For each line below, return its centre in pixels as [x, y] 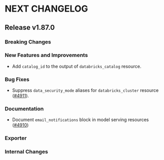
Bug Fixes [17, 79]
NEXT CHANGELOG [46, 9]
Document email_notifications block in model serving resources [80, 120]
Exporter [16, 138]
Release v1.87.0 [30, 28]
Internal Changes [27, 152]
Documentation [24, 109]
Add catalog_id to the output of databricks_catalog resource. [77, 66]
